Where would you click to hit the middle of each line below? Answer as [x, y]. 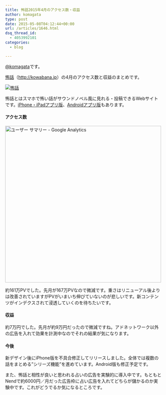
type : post [16, 19]
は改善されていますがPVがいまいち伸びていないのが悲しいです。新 [73, 296]
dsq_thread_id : [21, 33]
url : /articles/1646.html [32, 29]
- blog [16, 47]
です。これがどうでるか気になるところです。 [59, 387]
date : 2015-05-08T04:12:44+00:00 [40, 24]
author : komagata [23, 15]
